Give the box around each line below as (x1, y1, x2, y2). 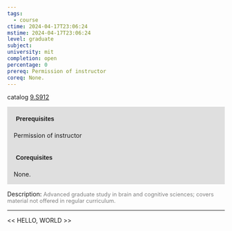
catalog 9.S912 (7, 93, 50, 101)
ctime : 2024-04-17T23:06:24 (7, 23, 88, 30)
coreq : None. (7, 74, 45, 81)
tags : (7, 10, 23, 17)
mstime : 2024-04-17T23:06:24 (7, 29, 91, 37)
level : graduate (7, 36, 54, 43)
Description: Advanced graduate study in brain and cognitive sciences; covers (7, 190, 214, 199)
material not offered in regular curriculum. (7, 197, 116, 205)
